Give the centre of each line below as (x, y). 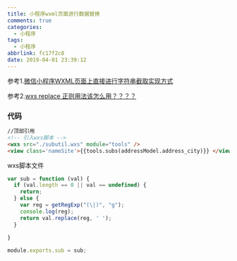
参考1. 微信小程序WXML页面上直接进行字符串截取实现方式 (90, 81)
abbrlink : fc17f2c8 (36, 54)
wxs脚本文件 (26, 165)
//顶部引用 (21, 132)
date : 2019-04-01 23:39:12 (47, 60)
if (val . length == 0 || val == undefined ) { (80, 185)
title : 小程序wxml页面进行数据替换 (54, 14)
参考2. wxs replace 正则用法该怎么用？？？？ (72, 95)
